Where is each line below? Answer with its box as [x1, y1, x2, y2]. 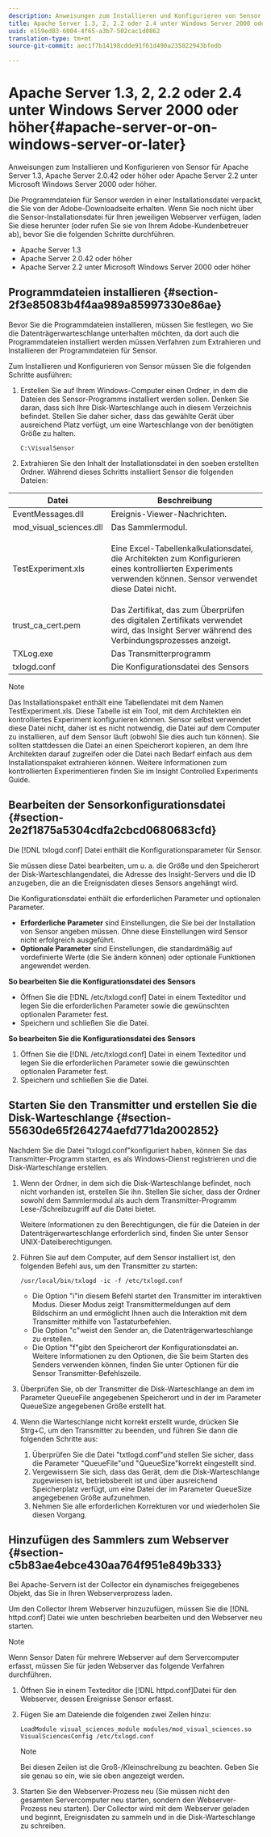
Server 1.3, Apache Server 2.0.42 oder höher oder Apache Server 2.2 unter [8, 171, 258, 180]
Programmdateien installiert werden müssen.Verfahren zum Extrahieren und [8, 337, 261, 346]
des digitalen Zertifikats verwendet [110, 614, 244, 625]
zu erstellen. [31, 1334, 74, 1344]
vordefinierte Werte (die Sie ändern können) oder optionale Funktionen [19, 952, 256, 962]
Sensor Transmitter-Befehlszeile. [31, 1368, 142, 1378]
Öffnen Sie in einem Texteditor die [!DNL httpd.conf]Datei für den [19, 1686, 237, 1695]
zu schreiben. [19, 1821, 66, 1831]
